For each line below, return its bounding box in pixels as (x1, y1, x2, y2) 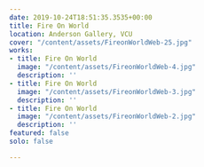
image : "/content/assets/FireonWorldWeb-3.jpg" (17, 87, 197, 96)
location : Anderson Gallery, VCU (9, 29, 133, 38)
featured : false (9, 129, 69, 138)
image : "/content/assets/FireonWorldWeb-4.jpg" (17, 63, 197, 72)
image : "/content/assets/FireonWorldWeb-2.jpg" (17, 112, 197, 121)
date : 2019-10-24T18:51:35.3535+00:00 (9, 12, 153, 22)
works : (9, 46, 34, 55)
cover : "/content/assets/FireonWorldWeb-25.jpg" (9, 37, 192, 47)
